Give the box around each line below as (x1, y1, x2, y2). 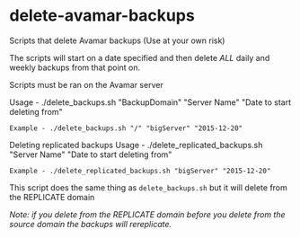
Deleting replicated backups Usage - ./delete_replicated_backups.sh (9, 139, 263, 150)
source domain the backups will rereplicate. (9, 218, 172, 229)
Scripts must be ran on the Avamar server (9, 79, 163, 90)
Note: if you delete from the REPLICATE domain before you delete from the (9, 208, 286, 220)
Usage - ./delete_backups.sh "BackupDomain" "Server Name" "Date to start (9, 96, 292, 108)
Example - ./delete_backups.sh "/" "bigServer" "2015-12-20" (9, 123, 243, 133)
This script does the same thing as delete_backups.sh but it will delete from (9, 181, 287, 193)
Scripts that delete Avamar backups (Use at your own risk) (9, 35, 225, 46)
